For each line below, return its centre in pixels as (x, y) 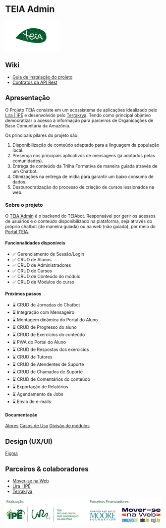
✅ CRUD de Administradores (42, 265)
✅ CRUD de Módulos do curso (43, 282)
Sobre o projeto (24, 205)
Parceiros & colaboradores (47, 469)
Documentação (21, 414)
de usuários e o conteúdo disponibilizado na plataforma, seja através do (79, 221)
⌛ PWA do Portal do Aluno (39, 342)
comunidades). (28, 161)
